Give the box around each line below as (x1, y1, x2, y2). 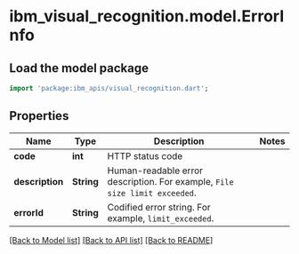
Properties (9, 108, 69, 123)
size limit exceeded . (107, 187, 198, 199)
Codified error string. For (107, 201, 211, 213)
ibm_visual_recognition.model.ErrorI (9, 6, 285, 27)
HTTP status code (107, 149, 183, 162)
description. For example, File (107, 175, 234, 187)
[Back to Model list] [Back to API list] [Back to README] (9, 234, 214, 245)
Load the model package (9, 60, 149, 75)
